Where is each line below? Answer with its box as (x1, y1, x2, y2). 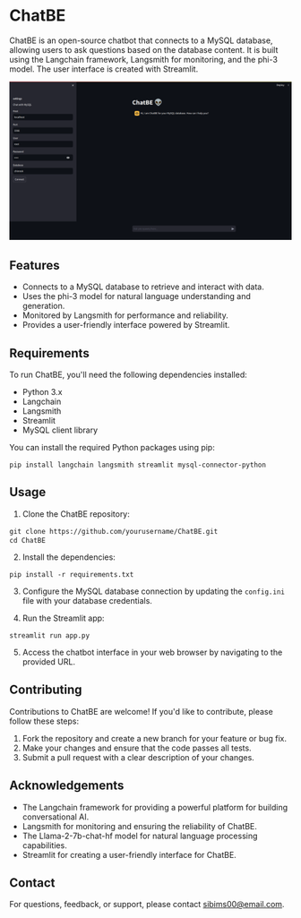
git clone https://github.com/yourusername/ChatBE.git (9, 527, 219, 536)
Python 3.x (21, 387, 63, 398)
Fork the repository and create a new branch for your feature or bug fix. (21, 733, 287, 743)
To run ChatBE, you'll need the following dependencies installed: (9, 369, 248, 381)
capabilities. (21, 839, 67, 851)
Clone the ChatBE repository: (21, 508, 130, 519)
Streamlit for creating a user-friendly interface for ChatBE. (21, 849, 237, 860)
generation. (21, 301, 65, 312)
